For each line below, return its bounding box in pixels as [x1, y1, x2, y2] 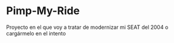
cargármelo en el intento [6, 29, 67, 37]
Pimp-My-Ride [6, 4, 80, 18]
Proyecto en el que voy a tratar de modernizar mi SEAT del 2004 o [6, 24, 169, 31]
